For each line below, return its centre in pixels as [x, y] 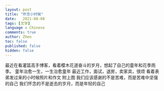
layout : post [18, 10]
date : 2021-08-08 [25, 19]
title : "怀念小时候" [24, 14]
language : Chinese [25, 28]
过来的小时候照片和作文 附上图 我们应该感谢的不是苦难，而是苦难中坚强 [86, 77]
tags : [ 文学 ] [18, 23]
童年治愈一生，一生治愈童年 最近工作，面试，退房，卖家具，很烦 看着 [85, 71]
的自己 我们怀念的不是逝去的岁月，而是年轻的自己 [55, 83]
